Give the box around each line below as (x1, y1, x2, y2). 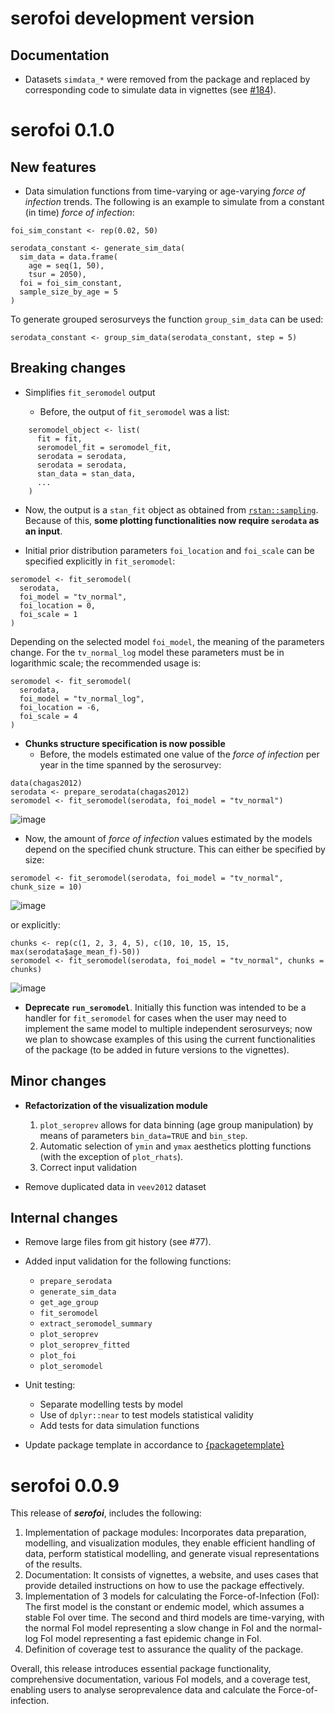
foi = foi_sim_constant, (19, 278, 123, 288)
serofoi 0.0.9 (10, 1474, 120, 1497)
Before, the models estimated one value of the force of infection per (39, 748, 320, 760)
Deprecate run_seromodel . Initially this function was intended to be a (24, 1001, 307, 1013)
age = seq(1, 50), (28, 261, 105, 271)
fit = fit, (36, 433, 83, 444)
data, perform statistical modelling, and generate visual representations (24, 1548, 320, 1560)
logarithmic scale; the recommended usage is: (10, 657, 202, 669)
